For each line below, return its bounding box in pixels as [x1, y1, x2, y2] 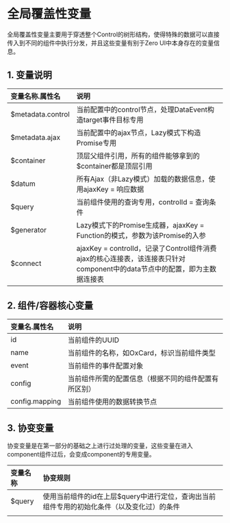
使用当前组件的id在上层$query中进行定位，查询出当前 [42, 491, 216, 501]
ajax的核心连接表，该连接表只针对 [76, 254, 186, 263]
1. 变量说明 [7, 69, 53, 81]
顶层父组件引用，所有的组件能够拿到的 [76, 151, 200, 160]
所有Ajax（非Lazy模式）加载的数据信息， [76, 174, 209, 184]
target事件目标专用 [83, 114, 144, 124]
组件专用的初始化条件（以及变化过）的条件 [42, 502, 180, 511]
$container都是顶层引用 [76, 161, 153, 171]
